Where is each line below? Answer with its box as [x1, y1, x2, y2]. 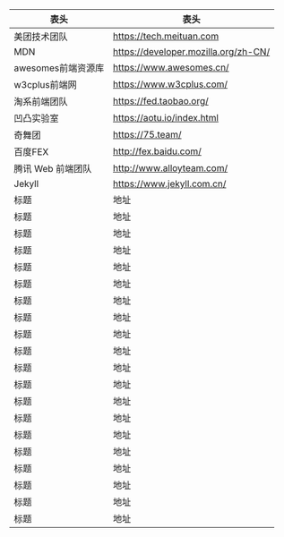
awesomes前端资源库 [13, 62, 105, 74]
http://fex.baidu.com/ [112, 145, 202, 158]
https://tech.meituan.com [112, 30, 219, 42]
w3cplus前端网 [13, 79, 78, 90]
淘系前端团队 [13, 96, 69, 107]
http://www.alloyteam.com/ [112, 162, 228, 174]
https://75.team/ [112, 129, 182, 141]
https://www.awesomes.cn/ [112, 62, 230, 73]
